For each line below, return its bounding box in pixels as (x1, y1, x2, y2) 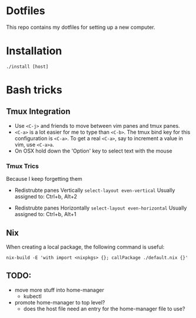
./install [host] (6, 64, 49, 69)
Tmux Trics (6, 162, 39, 170)
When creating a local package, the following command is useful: (6, 243, 165, 250)
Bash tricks (6, 84, 63, 97)
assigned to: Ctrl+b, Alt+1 (14, 211, 77, 218)
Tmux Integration (6, 107, 71, 117)
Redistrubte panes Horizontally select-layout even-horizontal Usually (14, 204, 187, 211)
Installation (6, 44, 62, 58)
